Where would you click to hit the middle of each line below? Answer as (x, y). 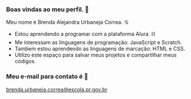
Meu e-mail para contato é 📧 (47, 77)
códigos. (25, 61)
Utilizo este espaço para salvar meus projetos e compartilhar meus (95, 55)
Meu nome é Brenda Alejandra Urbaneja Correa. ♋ (68, 22)
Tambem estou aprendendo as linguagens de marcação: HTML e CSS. (100, 49)
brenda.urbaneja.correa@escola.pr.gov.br (57, 89)
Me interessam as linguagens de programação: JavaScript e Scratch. (98, 42)
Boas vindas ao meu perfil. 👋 (48, 9)
